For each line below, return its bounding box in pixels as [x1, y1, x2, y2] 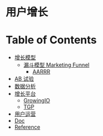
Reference [14, 123, 40, 131]
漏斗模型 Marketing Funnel [23, 61, 90, 69]
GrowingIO [23, 97, 51, 104]
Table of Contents [5, 34, 97, 47]
